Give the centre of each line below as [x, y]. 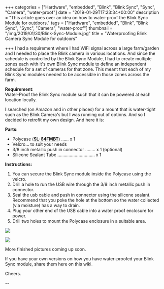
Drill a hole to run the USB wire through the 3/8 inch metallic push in [81, 184]
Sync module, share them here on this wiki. [49, 264]
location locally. [21, 100]
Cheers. [13, 273]
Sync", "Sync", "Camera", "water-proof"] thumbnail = [59, 28]
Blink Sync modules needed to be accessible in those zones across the [77, 74]
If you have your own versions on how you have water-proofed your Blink [80, 259]
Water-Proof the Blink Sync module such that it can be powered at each [78, 94]
